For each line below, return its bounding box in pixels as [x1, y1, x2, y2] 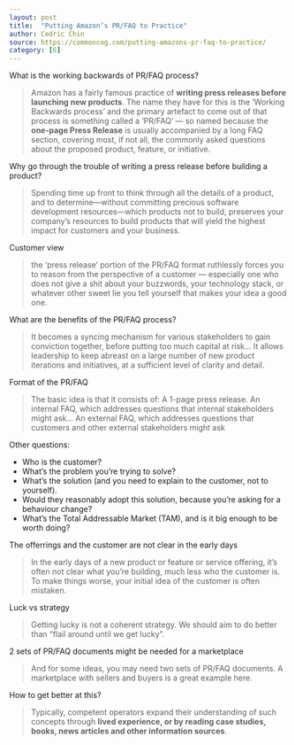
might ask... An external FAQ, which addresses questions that [30, 413, 254, 423]
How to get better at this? [9, 690, 102, 701]
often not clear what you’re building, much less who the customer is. [30, 566, 281, 577]
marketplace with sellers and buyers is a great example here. [30, 672, 253, 683]
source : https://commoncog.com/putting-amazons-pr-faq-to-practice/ [9, 37, 267, 47]
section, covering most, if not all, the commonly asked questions [30, 135, 266, 145]
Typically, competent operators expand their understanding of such [30, 707, 276, 718]
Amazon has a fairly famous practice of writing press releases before [30, 88, 287, 98]
